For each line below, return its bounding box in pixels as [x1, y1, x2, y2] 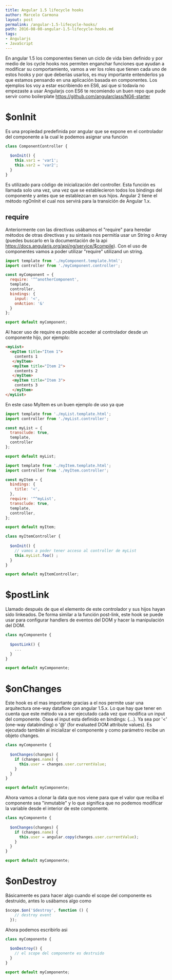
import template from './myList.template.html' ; [5, 411, 111, 417]
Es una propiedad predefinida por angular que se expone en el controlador [5, 128, 163, 134]
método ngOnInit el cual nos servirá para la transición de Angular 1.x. [5, 198, 151, 204]
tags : [5, 31, 17, 36]
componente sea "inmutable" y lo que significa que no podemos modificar [5, 800, 163, 806]
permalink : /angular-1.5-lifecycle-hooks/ [5, 22, 98, 27]
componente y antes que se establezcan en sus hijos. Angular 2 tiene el [5, 192, 158, 198]
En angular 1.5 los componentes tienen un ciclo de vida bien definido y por [5, 55, 163, 61]
